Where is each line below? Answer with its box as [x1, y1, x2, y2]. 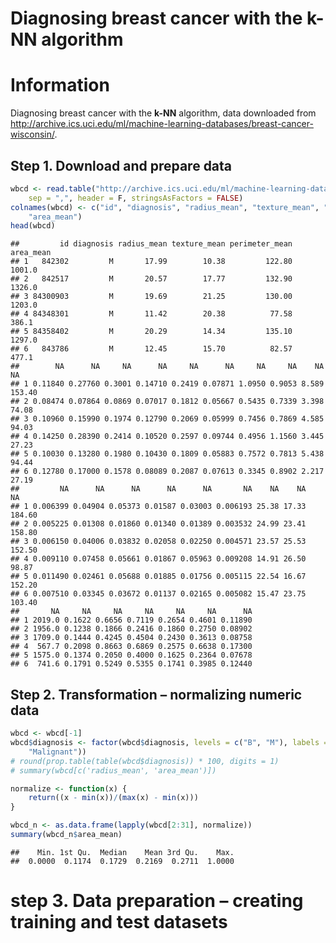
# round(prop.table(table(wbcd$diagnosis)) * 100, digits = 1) [10, 756, 280, 766]
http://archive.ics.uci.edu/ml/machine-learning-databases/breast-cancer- [10, 118, 314, 130]
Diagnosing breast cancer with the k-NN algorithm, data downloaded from [10, 107, 317, 119]
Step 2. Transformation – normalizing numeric [10, 686, 303, 703]
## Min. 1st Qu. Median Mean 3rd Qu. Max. [10, 847, 235, 857]
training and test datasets [10, 911, 228, 934]
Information [10, 74, 110, 97]
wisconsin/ [10, 128, 55, 141]
